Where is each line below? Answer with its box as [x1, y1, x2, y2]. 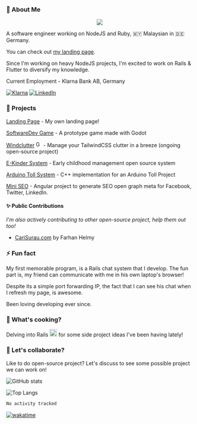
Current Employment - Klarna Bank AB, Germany [6, 77, 126, 85]
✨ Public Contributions [6, 202, 64, 210]
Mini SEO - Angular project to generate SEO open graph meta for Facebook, [6, 182, 192, 189]
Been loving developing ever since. [6, 301, 92, 308]
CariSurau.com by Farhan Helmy [14, 233, 95, 241]
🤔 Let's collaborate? [6, 346, 65, 354]
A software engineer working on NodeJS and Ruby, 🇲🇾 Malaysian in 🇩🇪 [6, 30, 185, 38]
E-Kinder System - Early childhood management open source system [6, 159, 176, 166]
